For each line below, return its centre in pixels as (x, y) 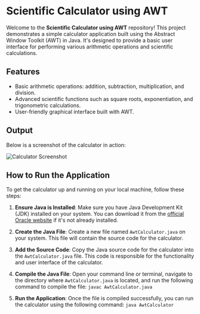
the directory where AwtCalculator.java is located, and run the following (104, 281)
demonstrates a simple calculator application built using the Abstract (90, 33)
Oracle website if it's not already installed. (66, 220)
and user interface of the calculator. (59, 263)
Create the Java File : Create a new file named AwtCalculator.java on (100, 232)
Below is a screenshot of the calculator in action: (66, 145)
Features (23, 72)
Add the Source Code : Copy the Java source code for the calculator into (104, 250)
